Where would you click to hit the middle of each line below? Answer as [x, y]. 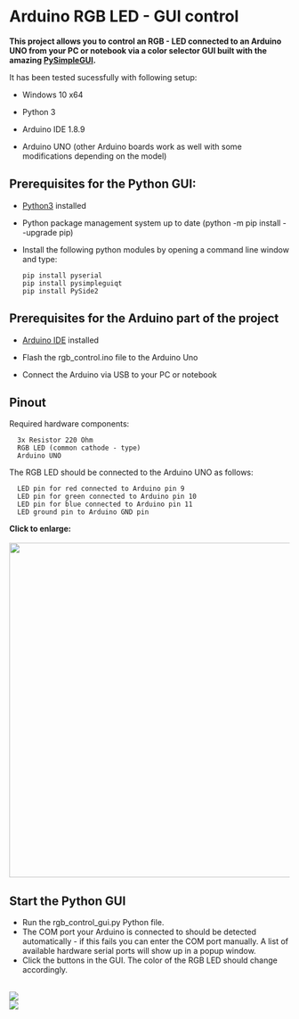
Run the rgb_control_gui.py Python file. [93, 923]
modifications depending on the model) [94, 156]
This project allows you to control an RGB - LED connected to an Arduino [145, 41]
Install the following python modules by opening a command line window [155, 249]
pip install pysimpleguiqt [72, 283]
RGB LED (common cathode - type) [79, 448]
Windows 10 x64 [53, 95]
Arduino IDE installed [61, 340]
